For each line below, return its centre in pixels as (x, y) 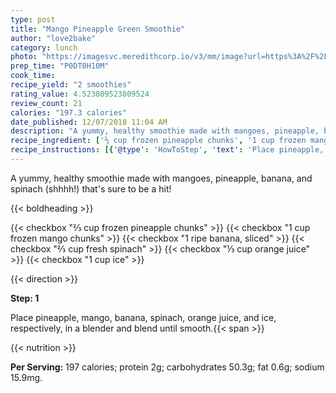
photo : (24, 57)
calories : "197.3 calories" (69, 112)
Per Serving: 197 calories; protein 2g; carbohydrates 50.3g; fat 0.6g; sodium (167, 367)
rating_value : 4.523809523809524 (80, 94)
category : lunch (44, 47)
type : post (33, 19)
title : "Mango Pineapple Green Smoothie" (98, 29)
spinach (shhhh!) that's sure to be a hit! (91, 188)
